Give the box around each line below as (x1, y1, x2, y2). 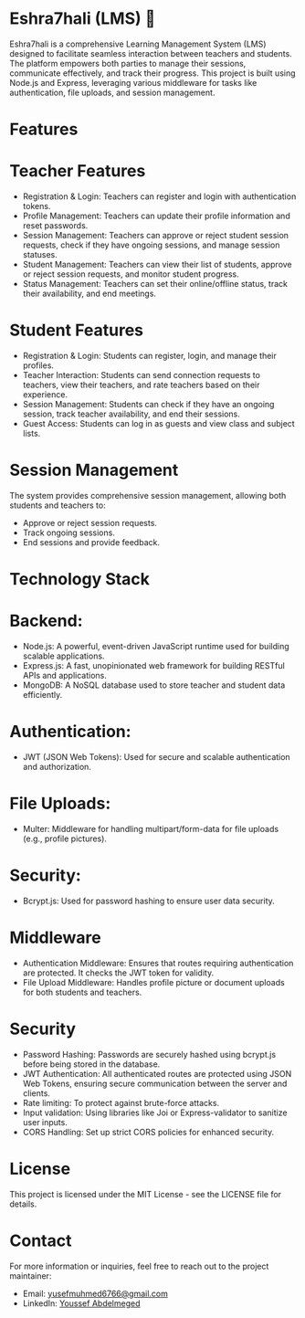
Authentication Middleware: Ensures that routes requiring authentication (22, 957, 294, 968)
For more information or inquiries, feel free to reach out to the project (9, 1260, 269, 1271)
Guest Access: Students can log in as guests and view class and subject (22, 418, 295, 428)
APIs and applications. (22, 670, 107, 681)
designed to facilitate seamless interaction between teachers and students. (9, 47, 292, 58)
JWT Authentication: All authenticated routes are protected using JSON (22, 1068, 292, 1079)
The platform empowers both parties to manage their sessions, (9, 58, 247, 69)
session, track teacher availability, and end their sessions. (22, 408, 240, 419)
